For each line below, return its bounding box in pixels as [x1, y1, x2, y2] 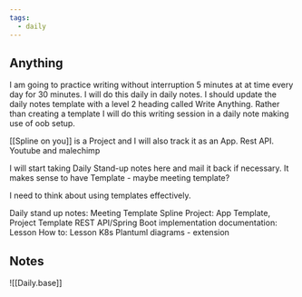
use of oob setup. [9, 118, 75, 129]
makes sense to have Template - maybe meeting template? [9, 173, 230, 183]
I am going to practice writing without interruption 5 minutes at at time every [9, 79, 294, 91]
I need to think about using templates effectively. [9, 190, 192, 201]
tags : [9, 13, 30, 23]
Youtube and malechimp [9, 145, 101, 156]
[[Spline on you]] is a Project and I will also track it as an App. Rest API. [9, 135, 275, 146]
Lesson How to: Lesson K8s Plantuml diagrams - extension [9, 227, 229, 238]
